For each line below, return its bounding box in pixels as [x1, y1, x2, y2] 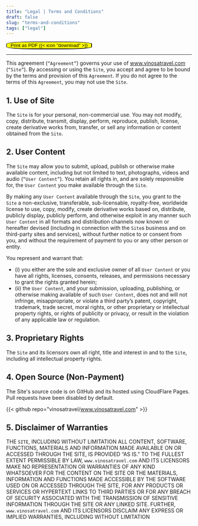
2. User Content [6, 147, 65, 157]
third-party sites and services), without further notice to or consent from [6, 231, 182, 238]
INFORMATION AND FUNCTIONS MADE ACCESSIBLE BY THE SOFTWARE [6, 476, 186, 483]
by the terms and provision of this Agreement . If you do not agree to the [6, 72, 177, 80]
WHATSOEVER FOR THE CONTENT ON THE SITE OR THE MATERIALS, [6, 469, 178, 476]
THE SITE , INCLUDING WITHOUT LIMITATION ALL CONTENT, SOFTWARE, [6, 438, 187, 445]
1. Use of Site [6, 96, 55, 106]
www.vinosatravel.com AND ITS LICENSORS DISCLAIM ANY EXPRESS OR [6, 507, 184, 514]
